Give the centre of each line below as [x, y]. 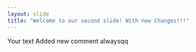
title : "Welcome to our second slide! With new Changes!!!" [99, 21]
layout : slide [29, 14]
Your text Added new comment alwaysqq [68, 41]
